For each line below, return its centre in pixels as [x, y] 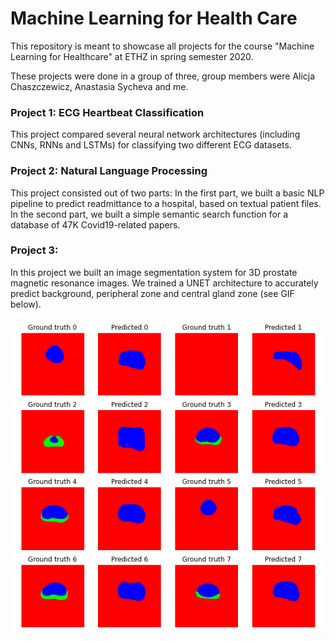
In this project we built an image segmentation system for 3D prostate [154, 272]
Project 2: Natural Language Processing [109, 171]
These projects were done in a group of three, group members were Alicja [163, 76]
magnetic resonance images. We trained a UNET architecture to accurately [164, 283]
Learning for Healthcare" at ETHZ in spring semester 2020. [132, 56]
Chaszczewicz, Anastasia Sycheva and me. [99, 86]
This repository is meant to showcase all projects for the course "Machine [162, 46]
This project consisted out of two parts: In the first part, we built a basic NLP [167, 193]
